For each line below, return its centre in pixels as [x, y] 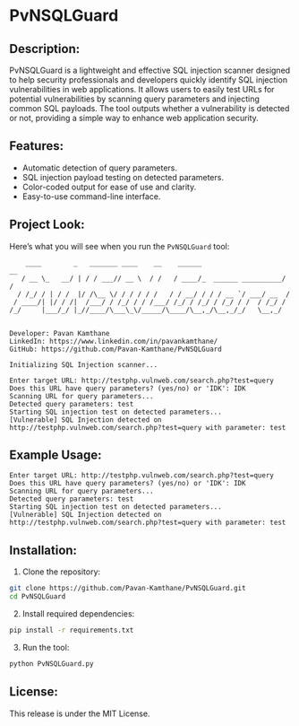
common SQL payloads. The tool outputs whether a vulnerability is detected [149, 108]
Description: [45, 49]
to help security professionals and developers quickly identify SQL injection [149, 80]
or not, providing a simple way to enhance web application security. [134, 118]
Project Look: [47, 225]
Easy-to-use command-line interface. [91, 196]
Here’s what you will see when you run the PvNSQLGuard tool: [120, 246]
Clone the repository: [61, 572]
